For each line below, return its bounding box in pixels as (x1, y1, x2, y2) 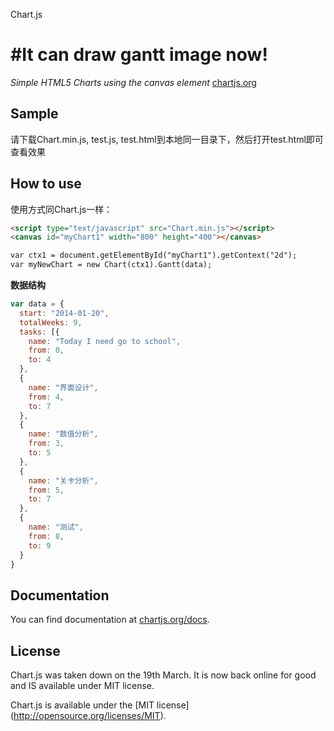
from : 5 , (28, 485, 65, 495)
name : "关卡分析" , (28, 475, 99, 486)
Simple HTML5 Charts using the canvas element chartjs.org (10, 76, 257, 88)
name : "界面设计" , (28, 382, 99, 393)
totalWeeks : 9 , (19, 317, 83, 328)
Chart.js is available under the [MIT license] (10, 699, 190, 711)
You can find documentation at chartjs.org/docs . (10, 614, 210, 626)
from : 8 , (28, 531, 65, 541)
